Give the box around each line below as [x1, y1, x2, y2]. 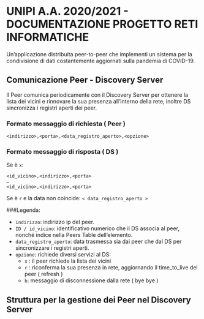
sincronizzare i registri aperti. [15, 244, 89, 252]
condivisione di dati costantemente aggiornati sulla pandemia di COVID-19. [6, 57, 195, 64]
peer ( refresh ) [24, 271, 63, 278]
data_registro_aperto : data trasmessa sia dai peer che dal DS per [15, 238, 182, 246]
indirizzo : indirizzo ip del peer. [15, 219, 95, 226]
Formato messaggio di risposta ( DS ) [6, 147, 119, 156]
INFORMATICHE [6, 31, 89, 44]
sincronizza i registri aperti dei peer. [6, 104, 97, 111]
